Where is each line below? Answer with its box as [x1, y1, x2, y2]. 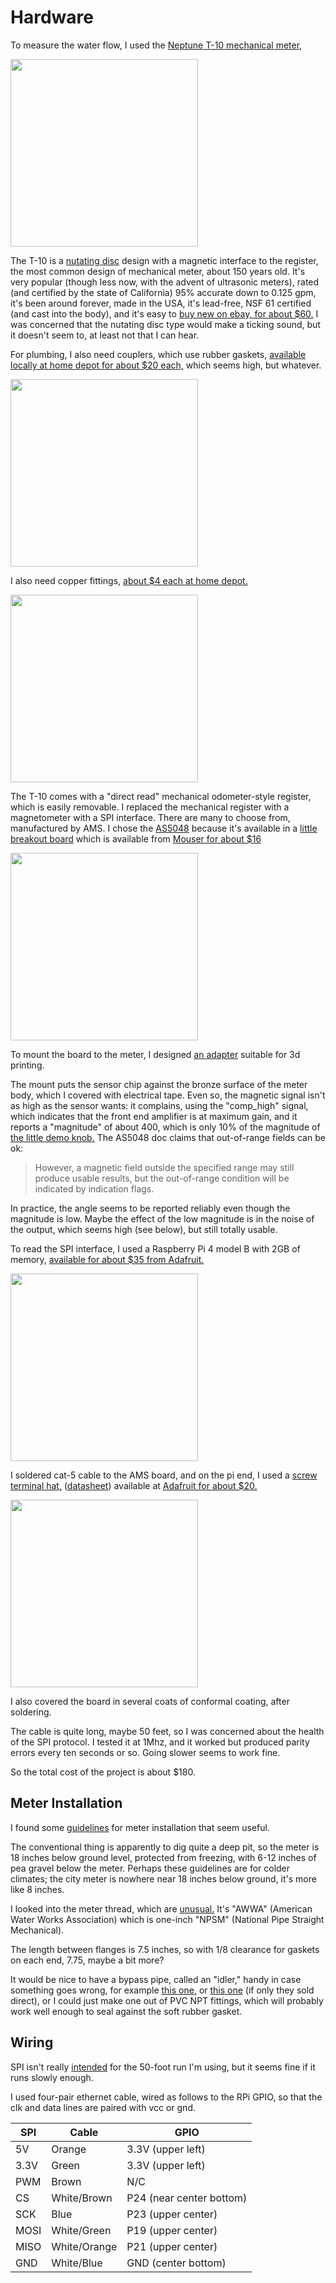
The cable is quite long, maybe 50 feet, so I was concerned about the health [10, 1725, 325, 1737]
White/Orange [51, 2239, 118, 2253]
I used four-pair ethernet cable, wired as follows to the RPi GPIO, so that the [10, 2091, 323, 2103]
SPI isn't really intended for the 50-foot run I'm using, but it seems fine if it [10, 2061, 316, 2073]
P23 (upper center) [126, 2207, 218, 2221]
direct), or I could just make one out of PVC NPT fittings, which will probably [10, 1994, 324, 2006]
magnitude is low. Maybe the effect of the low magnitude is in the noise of [10, 1212, 315, 1225]
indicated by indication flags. [34, 1182, 155, 1195]
